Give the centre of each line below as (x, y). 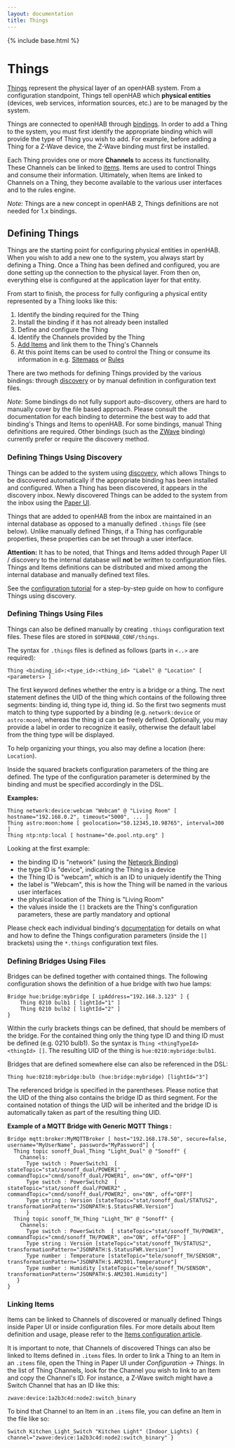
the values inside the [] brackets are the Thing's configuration (107, 907)
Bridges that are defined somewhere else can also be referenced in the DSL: (117, 1064)
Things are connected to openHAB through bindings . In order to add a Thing (117, 124)
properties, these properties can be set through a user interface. (100, 538)
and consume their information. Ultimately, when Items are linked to (105, 175)
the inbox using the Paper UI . (49, 503)
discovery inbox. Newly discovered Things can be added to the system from (117, 495)
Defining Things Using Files (55, 614)
